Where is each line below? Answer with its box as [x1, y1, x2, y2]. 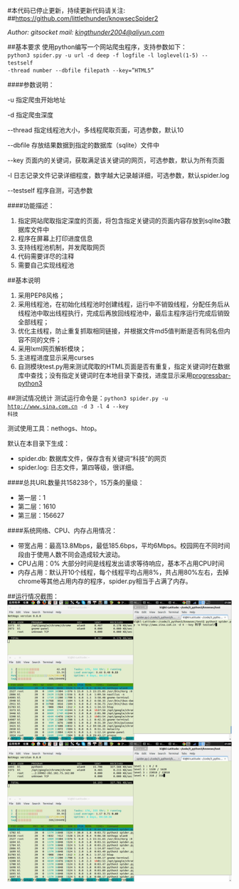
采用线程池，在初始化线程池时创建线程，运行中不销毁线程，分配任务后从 [17, 300, 230, 308]
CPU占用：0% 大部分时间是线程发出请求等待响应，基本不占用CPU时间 [17, 559, 225, 568]
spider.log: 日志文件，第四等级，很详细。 [17, 463, 138, 472]
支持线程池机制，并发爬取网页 [17, 243, 105, 251]
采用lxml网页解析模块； [17, 344, 87, 353]
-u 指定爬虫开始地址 [7, 95, 66, 104]
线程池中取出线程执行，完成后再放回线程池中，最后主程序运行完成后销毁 [17, 309, 230, 317]
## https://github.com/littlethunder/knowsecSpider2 [7, 14, 159, 23]
